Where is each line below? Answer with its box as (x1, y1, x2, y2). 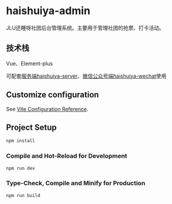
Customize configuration (6, 90, 99, 100)
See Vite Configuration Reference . (6, 105, 89, 112)
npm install (6, 138, 35, 144)
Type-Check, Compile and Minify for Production (6, 179, 146, 188)
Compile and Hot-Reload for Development (6, 152, 128, 160)
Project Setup (6, 122, 57, 132)
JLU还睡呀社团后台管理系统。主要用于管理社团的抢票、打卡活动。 (6, 24, 165, 31)
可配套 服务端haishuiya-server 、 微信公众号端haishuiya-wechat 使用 (6, 72, 167, 79)
